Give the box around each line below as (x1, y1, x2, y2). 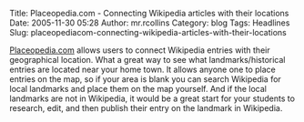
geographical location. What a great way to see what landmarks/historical (9, 55, 286, 65)
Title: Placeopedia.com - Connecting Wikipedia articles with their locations (9, 8, 289, 18)
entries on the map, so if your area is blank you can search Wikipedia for (9, 74, 282, 85)
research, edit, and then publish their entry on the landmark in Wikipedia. (9, 103, 283, 113)
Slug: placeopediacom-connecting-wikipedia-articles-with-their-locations (9, 27, 287, 37)
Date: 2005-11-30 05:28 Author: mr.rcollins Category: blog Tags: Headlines (9, 17, 290, 28)
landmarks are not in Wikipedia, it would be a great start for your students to (9, 93, 296, 104)
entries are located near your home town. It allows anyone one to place (9, 64, 276, 75)
